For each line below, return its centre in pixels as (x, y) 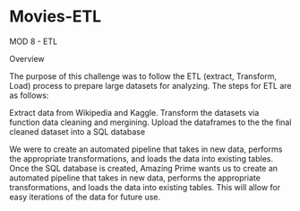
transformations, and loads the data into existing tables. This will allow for (145, 187)
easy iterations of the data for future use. (85, 197)
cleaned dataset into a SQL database (77, 131)
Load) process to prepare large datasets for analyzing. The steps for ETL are (150, 85)
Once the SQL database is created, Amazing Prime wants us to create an (144, 168)
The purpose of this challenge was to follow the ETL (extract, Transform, (143, 76)
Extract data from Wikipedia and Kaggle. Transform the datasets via (134, 112)
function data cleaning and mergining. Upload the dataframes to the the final (150, 122)
